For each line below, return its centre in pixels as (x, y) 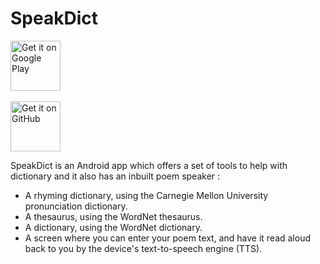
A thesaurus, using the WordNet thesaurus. (113, 216)
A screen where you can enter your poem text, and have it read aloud (167, 238)
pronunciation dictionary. (76, 206)
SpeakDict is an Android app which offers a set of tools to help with (149, 165)
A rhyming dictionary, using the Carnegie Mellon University (146, 195)
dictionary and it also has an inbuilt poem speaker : (115, 176)
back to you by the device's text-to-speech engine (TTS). (143, 248)
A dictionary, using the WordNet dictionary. (113, 227)
